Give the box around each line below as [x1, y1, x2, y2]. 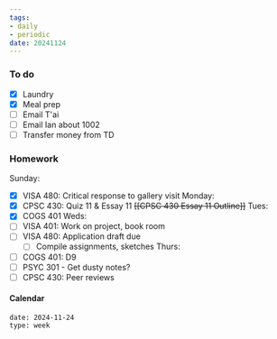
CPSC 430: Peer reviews [22, 271, 115, 282]
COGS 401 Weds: [22, 211, 88, 222]
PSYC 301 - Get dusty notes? [22, 261, 131, 272]
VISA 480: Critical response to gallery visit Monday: [22, 190, 215, 201]
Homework [9, 152, 59, 165]
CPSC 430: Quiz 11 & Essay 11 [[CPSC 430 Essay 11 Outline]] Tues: [22, 200, 269, 212]
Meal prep [22, 98, 61, 109]
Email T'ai [22, 109, 60, 120]
